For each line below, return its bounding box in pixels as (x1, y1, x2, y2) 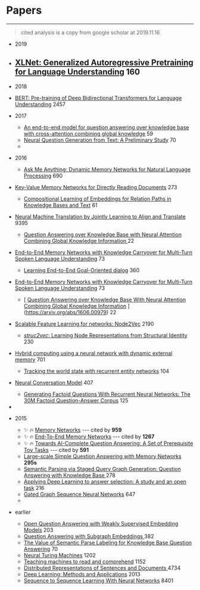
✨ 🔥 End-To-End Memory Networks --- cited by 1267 (23, 433, 155, 440)
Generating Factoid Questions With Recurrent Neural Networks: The (23, 391, 190, 398)
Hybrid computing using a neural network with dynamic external (14, 349, 173, 357)
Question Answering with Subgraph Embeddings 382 (23, 532, 154, 539)
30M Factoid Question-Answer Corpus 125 (23, 397, 129, 404)
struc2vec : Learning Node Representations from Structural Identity (23, 332, 187, 339)
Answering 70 (23, 545, 58, 552)
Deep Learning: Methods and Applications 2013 (23, 570, 141, 577)
